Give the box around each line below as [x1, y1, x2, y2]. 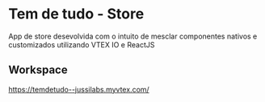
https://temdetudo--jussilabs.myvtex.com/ [8, 84, 149, 94]
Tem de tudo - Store [8, 5, 145, 23]
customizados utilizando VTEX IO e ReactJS [8, 39, 155, 49]
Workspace [8, 63, 68, 77]
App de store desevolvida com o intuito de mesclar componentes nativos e [8, 31, 258, 41]
